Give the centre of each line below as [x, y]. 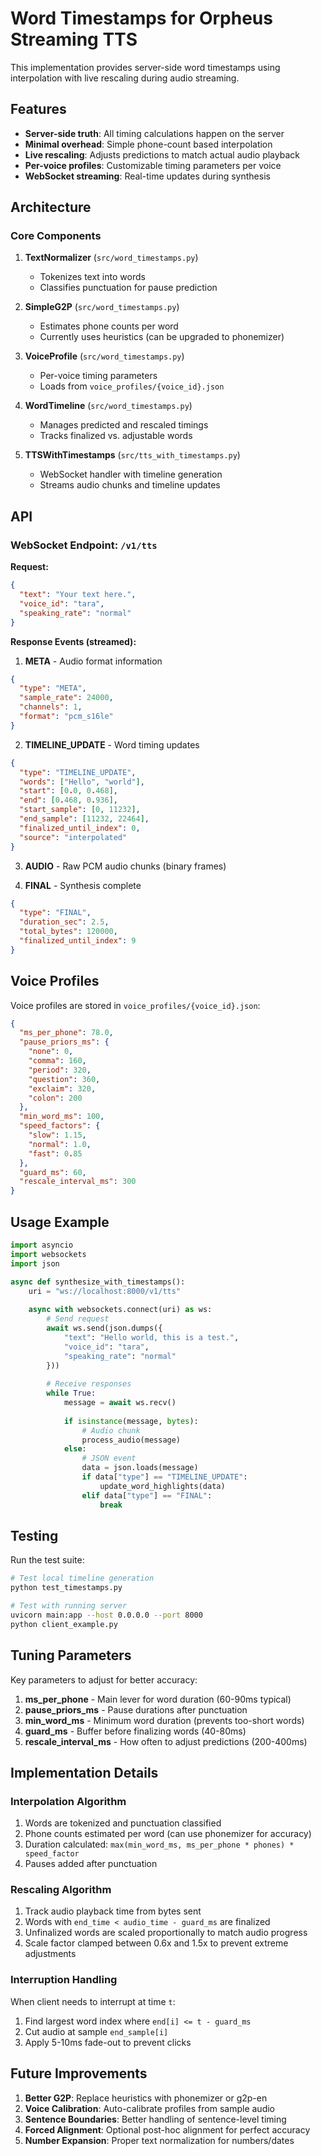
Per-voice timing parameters [98, 376]
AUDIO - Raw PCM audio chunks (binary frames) [125, 866]
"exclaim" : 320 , [62, 1088]
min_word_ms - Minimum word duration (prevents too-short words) [164, 1720]
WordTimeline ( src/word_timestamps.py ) [108, 406]
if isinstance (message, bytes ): [131, 1421]
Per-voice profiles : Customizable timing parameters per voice [153, 165]
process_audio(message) [131, 1440]
